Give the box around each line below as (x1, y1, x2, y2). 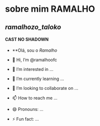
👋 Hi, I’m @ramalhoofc (12, 57, 58, 63)
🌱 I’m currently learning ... (12, 76, 64, 82)
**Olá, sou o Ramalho (12, 47, 58, 53)
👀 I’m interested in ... (12, 66, 54, 72)
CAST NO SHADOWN (5, 37, 49, 42)
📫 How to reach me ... (12, 95, 58, 101)
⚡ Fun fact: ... (12, 116, 39, 122)
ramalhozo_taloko (5, 23, 61, 31)
